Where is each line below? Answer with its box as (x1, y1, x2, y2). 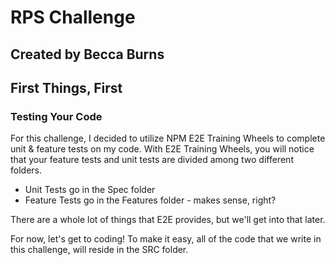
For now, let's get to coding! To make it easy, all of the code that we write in (10, 233, 322, 245)
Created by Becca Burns (10, 46, 165, 63)
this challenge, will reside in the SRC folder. (10, 244, 189, 256)
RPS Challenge (10, 6, 136, 29)
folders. (10, 164, 42, 176)
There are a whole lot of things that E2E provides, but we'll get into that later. (10, 214, 326, 226)
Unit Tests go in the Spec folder (24, 184, 156, 196)
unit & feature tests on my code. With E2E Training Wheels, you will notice (10, 143, 315, 155)
